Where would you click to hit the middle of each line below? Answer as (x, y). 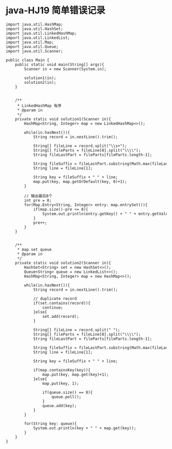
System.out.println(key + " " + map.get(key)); (85, 428)
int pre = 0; (38, 200)
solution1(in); (40, 78)
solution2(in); (40, 82)
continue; (53, 307)
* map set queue (34, 250)
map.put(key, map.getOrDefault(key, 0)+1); (80, 182)
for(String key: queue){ (51, 423)
